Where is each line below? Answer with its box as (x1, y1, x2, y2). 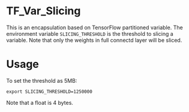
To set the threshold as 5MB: (6, 77, 77, 84)
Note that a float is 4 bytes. (6, 99, 74, 106)
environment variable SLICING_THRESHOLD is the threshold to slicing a (6, 30, 174, 37)
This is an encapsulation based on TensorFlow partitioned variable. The (6, 24, 183, 31)
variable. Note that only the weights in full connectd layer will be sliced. (6, 36, 182, 43)
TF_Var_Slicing (6, 4, 81, 18)
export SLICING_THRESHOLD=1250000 (6, 88, 93, 95)
